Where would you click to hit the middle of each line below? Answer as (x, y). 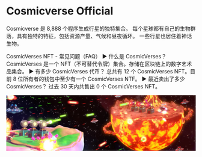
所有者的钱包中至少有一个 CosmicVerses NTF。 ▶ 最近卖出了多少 (104, 79)
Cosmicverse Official (60, 11)
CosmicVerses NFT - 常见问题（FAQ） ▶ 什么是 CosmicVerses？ (87, 56)
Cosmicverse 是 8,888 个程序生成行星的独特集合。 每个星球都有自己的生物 (98, 28)
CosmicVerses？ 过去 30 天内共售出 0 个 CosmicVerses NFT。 (84, 86)
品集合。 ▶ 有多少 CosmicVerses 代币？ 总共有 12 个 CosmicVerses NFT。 (98, 71)
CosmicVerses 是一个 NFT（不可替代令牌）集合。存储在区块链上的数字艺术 (99, 64)
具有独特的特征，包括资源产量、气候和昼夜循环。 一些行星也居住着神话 (104, 36)
